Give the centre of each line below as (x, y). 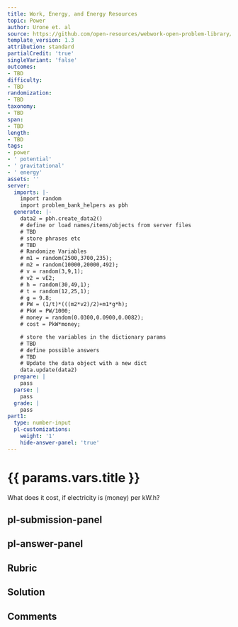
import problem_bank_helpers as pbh (74, 206)
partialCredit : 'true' (41, 54)
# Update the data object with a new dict (84, 364)
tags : (15, 146)
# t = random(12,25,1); (55, 291)
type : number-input (42, 423)
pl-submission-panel (55, 519)
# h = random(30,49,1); (55, 285)
